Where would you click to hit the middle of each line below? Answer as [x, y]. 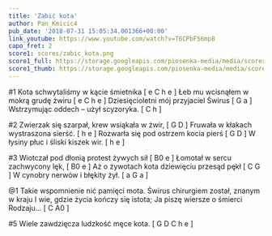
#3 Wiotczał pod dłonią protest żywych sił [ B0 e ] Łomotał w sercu [120, 157]
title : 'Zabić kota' [43, 16]
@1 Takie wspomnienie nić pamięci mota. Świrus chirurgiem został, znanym [134, 191]
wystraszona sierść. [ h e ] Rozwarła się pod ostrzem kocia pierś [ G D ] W [132, 133]
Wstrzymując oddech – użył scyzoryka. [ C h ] [85, 109]
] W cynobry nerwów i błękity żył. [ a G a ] [78, 174]
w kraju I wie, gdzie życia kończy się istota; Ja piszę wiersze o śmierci [125, 199]
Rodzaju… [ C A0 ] [39, 208]
